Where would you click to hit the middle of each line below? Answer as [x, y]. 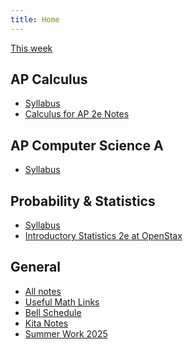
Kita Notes [46, 323]
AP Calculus [49, 79]
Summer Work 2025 [66, 333]
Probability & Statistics [83, 201]
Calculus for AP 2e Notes [77, 114]
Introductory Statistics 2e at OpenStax [103, 236]
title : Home [35, 19]
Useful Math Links [62, 302]
